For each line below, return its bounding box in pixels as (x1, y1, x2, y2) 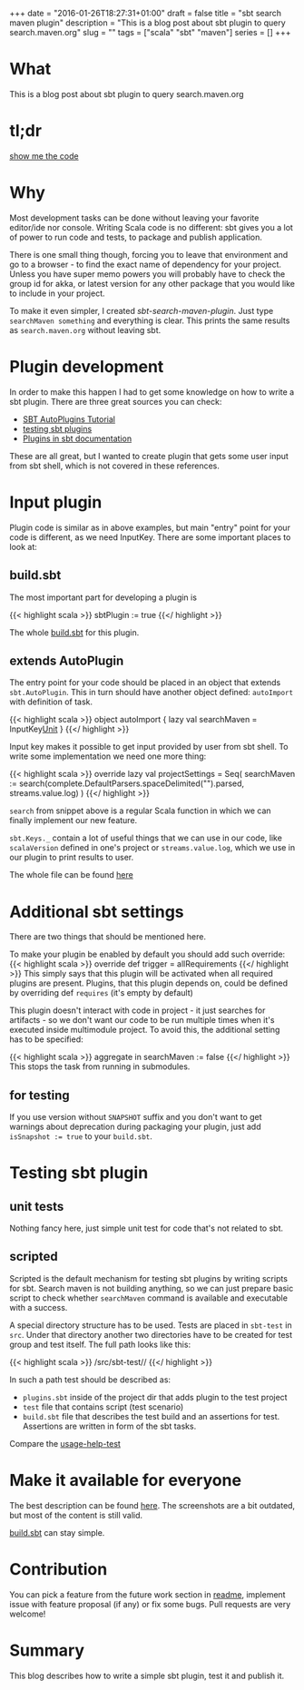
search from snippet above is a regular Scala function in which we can (9, 805, 271, 816)
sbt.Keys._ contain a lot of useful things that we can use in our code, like (9, 832, 283, 843)
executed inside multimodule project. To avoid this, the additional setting (9, 1025, 280, 1036)
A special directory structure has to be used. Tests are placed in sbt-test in (9, 1320, 292, 1331)
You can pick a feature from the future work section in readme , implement (9, 1588, 286, 1600)
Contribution (9, 1559, 108, 1579)
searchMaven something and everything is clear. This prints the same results (9, 315, 290, 326)
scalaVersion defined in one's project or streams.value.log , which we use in (9, 842, 296, 853)
